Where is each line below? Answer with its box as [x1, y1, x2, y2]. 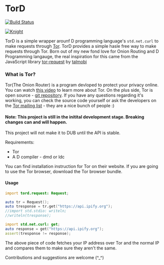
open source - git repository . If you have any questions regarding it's [5, 92, 143, 98]
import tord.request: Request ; [5, 191, 69, 196]
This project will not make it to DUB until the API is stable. [5, 130, 121, 136]
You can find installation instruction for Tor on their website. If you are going [5, 163, 158, 169]
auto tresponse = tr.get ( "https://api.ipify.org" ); [5, 204, 113, 209]
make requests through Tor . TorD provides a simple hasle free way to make [5, 43, 157, 49]
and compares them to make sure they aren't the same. [5, 245, 117, 251]
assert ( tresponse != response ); [5, 231, 71, 236]
